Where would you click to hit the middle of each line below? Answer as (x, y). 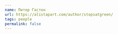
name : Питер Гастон (25, 10)
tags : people (18, 19)
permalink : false (23, 24)
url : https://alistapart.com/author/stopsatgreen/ (59, 14)
